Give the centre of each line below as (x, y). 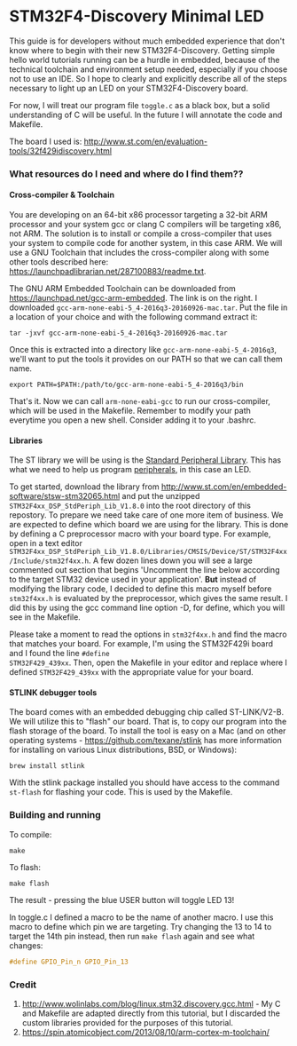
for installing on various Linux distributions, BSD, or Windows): (123, 750)
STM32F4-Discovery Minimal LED (137, 16)
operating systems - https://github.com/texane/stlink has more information (145, 741)
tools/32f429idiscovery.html (61, 151)
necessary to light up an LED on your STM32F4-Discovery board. (129, 88)
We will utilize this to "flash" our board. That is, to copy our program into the (148, 722)
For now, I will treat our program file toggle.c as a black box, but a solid (140, 105)
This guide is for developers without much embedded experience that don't (147, 41)
